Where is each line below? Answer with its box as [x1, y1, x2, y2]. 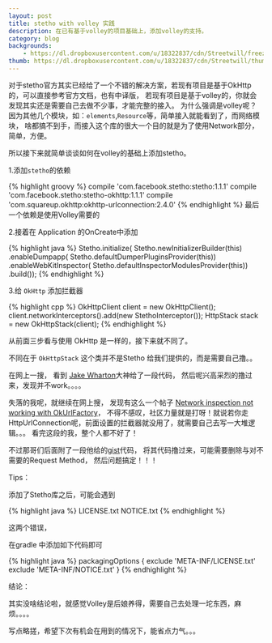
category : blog [8, 34, 60, 43]
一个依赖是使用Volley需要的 [8, 210, 100, 219]
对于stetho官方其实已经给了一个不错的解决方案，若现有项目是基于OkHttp [8, 80, 252, 90]
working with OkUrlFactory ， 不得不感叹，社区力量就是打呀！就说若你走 [8, 407, 249, 417]
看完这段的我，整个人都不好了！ [31, 428, 138, 437]
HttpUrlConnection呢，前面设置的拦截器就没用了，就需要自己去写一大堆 [8, 418, 249, 428]
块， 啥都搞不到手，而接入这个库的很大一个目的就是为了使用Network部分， [8, 121, 259, 130]
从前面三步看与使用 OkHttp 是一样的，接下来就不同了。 [8, 335, 193, 345]
